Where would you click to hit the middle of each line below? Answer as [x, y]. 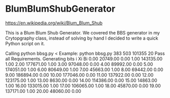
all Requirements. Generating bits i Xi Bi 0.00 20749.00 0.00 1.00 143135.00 [84, 58]
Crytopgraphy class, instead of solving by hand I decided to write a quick [82, 38]
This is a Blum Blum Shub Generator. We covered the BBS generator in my [82, 32]
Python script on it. [25, 43]
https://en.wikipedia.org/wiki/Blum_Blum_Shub [54, 23]
